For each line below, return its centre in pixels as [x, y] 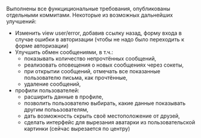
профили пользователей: [47, 90]
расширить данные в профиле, [63, 97]
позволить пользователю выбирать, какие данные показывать [105, 103]
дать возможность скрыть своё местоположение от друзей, [102, 116]
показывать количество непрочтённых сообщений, [90, 58]
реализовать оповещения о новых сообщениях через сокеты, [104, 65]
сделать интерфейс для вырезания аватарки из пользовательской [110, 122]
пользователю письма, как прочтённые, [76, 78]
